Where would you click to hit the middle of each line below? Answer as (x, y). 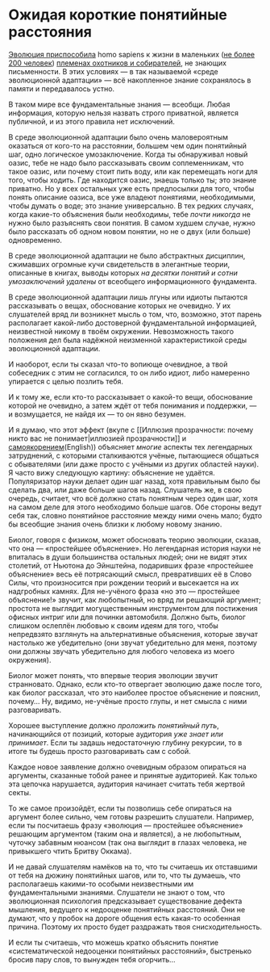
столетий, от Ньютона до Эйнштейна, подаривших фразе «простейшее (131, 565)
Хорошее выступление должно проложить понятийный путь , (114, 725)
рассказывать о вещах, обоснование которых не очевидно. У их (120, 305)
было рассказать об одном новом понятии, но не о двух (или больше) (130, 231)
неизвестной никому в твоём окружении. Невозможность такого (121, 331)
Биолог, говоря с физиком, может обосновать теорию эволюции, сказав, (135, 539)
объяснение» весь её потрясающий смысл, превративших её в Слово (130, 574)
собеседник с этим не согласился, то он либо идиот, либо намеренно (129, 372)
